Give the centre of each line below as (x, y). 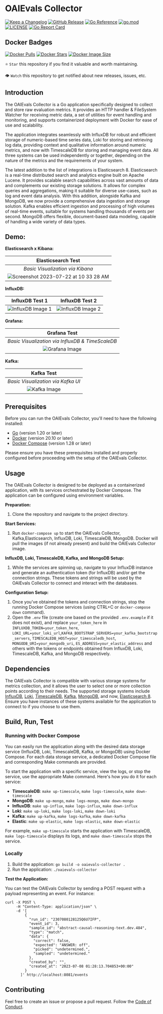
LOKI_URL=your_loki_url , (37, 633)
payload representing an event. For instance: (50, 893)
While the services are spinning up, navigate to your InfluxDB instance (82, 567)
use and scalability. (24, 125)
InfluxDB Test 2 (79, 301)
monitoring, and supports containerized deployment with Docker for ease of (81, 120)
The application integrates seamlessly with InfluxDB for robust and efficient (81, 134)
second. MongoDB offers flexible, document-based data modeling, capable (81, 216)
